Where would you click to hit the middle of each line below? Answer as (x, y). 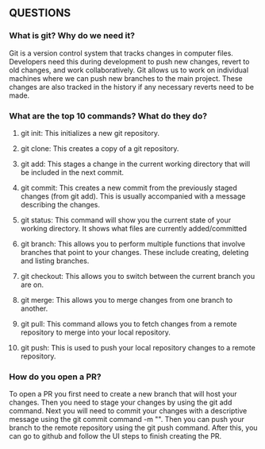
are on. (32, 284)
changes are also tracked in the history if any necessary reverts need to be (132, 87)
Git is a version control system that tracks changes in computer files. (121, 53)
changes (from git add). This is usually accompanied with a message (133, 196)
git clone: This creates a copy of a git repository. (100, 148)
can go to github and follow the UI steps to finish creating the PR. (115, 436)
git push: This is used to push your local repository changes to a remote (138, 347)
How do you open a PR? (55, 377)
